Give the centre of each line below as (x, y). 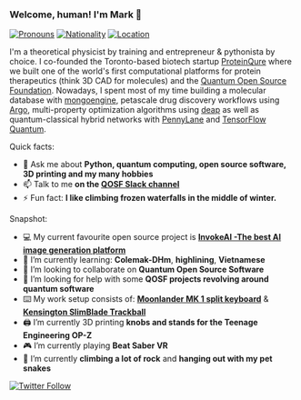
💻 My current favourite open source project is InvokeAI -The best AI (152, 237)
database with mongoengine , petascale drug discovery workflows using (145, 100)
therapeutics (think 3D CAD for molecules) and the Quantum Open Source (148, 81)
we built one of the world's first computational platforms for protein (135, 71)
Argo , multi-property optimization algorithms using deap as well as (134, 110)
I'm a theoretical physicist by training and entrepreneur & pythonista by (142, 52)
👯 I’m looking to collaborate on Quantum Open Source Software (143, 270)
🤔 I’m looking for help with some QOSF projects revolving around (145, 279)
